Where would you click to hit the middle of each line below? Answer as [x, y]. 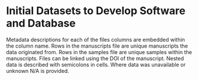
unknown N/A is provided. [38, 71]
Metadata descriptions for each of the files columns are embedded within [95, 39]
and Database [41, 23]
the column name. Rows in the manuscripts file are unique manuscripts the [97, 46]
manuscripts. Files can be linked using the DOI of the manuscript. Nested [95, 58]
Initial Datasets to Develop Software [96, 11]
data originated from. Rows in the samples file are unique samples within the [99, 52]
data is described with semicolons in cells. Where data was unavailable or [96, 64]
